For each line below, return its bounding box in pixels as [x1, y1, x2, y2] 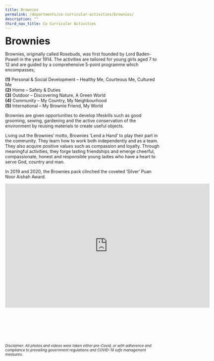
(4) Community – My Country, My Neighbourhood [5, 98, 107, 104]
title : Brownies [5, 7, 39, 12]
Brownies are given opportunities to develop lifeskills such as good [5, 113, 142, 119]
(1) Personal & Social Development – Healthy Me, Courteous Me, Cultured [5, 76, 155, 82]
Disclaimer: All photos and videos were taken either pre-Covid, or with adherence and [5, 343, 152, 349]
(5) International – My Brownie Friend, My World [5, 103, 103, 109]
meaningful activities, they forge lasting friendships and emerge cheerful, [5, 148, 155, 154]
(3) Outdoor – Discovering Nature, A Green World [5, 92, 106, 98]
